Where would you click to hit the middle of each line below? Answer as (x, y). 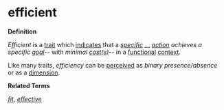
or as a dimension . (34, 72)
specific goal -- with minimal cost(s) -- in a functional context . (94, 52)
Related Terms (29, 85)
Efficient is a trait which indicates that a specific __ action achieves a (105, 44)
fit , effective (25, 99)
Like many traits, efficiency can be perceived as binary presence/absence (113, 65)
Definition (22, 31)
